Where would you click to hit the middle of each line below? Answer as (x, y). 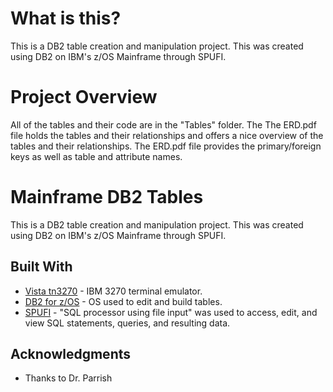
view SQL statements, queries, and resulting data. (127, 323)
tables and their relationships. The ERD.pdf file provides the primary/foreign (166, 146)
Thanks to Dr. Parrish (68, 378)
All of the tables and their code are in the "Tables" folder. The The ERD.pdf (163, 124)
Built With (41, 267)
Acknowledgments (71, 354)
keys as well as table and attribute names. (96, 156)
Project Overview (84, 97)
